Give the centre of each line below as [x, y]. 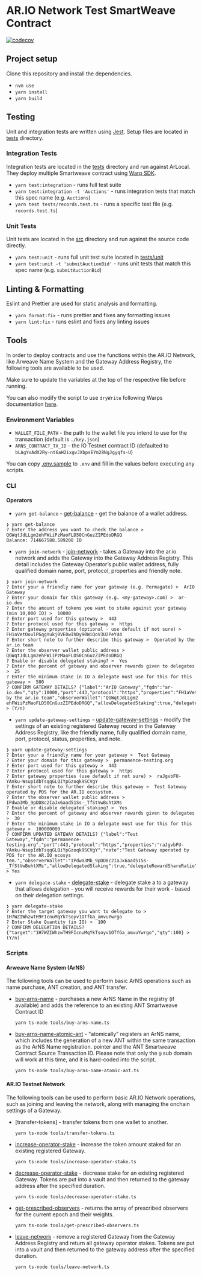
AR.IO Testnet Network [36, 1084]
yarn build [29, 98]
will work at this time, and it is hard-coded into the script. [85, 1060]
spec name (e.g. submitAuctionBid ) [58, 270]
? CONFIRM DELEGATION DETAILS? [45, 927]
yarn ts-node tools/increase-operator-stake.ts [75, 1161]
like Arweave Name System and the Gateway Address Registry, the [89, 361]
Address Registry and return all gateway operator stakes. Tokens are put [105, 1243]
